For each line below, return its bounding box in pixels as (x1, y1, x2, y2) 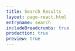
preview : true (6, 36, 41, 42)
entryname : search (6, 19, 51, 25)
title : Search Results (6, 8, 62, 15)
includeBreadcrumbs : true (6, 25, 69, 31)
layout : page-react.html (6, 14, 67, 20)
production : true (6, 30, 49, 36)
